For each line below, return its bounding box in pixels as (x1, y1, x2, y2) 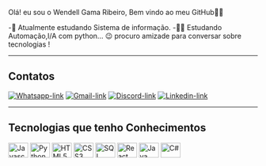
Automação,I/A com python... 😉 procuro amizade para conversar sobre (8, 32, 242, 40)
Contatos (8, 70, 55, 83)
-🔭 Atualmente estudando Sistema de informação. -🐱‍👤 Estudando (8, 23, 222, 32)
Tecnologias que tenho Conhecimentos (8, 121, 207, 134)
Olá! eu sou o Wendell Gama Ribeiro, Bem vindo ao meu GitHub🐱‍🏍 (8, 8, 224, 17)
